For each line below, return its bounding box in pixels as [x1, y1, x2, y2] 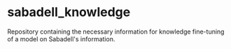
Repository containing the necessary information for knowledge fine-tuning [7, 27, 225, 36]
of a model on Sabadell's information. [7, 34, 115, 43]
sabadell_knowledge [7, 4, 131, 20]
